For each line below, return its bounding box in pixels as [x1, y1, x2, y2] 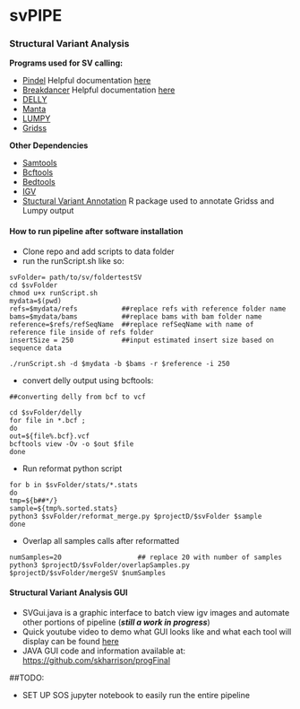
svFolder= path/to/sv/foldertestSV [9, 273, 142, 282]
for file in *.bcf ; [9, 416, 87, 425]
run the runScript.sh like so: [21, 255, 124, 266]
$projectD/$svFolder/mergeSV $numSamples [9, 568, 167, 577]
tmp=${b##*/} [9, 495, 58, 505]
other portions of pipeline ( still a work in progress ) [21, 617, 210, 627]
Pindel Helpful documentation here [21, 75, 151, 86]
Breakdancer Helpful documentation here [21, 84, 176, 95]
